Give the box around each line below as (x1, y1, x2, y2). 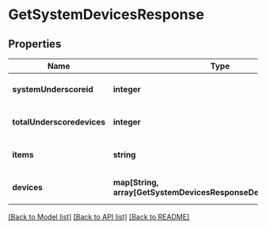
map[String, (112, 177, 159, 188)
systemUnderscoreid (12, 84, 93, 94)
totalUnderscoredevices (12, 116, 105, 128)
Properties (8, 37, 62, 51)
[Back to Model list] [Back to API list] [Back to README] (8, 212, 190, 221)
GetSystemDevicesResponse (8, 6, 204, 24)
